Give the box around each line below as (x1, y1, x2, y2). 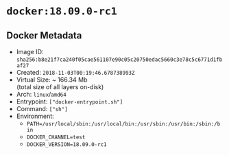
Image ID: (16, 48, 44, 56)
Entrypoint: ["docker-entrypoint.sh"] (16, 97, 123, 106)
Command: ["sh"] (16, 105, 68, 112)
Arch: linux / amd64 (16, 91, 67, 98)
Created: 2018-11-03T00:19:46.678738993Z (16, 69, 135, 76)
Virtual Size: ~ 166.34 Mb (16, 75, 88, 84)
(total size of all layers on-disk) (16, 83, 104, 91)
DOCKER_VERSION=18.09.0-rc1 (26, 141, 107, 148)
